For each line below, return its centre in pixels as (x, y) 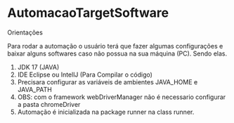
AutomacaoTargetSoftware (88, 13)
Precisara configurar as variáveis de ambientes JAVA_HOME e (108, 82)
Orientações (25, 32)
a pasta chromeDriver (49, 104)
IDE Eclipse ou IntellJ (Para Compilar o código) (85, 75)
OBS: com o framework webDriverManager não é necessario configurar (122, 97)
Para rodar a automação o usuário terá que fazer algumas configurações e (115, 46)
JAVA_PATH (35, 89)
